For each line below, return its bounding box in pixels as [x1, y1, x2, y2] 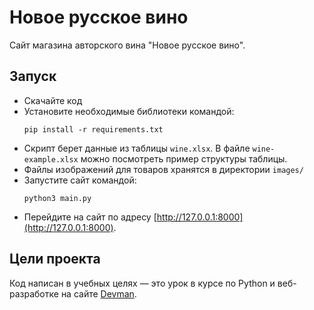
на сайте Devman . [60, 287, 137, 300]
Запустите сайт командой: [23, 174, 137, 186]
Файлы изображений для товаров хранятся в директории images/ [23, 163, 304, 175]
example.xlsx [23, 154, 79, 165]
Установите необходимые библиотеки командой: [23, 105, 235, 117]
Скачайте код [23, 94, 83, 106]
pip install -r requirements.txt [23, 124, 164, 135]
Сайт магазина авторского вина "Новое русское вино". [9, 39, 246, 51]
